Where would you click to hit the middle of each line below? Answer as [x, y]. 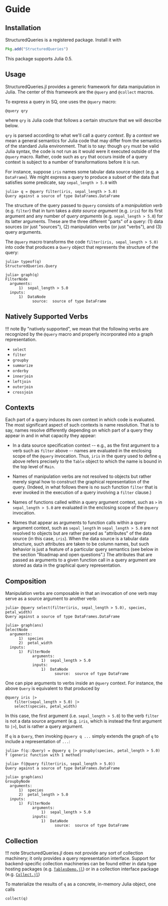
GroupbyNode [18, 782]
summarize [23, 365]
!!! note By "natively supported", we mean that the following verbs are [77, 329]
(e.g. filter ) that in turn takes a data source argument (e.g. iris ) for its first [84, 211]
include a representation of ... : [38, 742]
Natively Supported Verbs [47, 317]
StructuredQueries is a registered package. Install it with [63, 40]
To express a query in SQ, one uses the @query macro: [61, 102]
